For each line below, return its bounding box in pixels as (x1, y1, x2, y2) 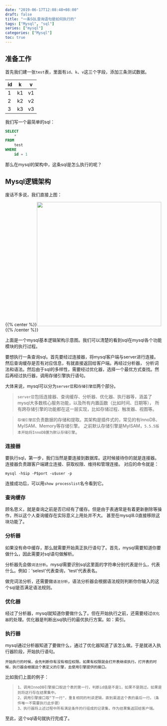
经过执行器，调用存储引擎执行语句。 (13, 372, 88, 378)
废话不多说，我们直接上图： (5, 191, 62, 197)
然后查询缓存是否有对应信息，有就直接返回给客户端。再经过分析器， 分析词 (5, 360, 159, 366)
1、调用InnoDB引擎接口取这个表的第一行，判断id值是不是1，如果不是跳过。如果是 (17, 685, 162, 690)
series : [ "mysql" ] (5, 26, 43, 31)
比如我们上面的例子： (5, 674, 49, 680)
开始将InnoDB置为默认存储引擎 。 (21, 429, 80, 435)
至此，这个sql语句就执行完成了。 (5, 716, 73, 722)
